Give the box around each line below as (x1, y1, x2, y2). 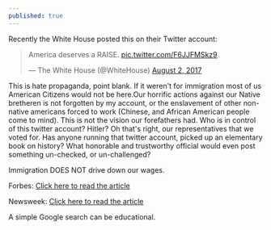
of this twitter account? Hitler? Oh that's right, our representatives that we (8, 123, 254, 133)
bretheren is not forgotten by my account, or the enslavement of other (8, 98, 242, 107)
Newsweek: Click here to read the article (8, 196, 144, 206)
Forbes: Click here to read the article (8, 181, 131, 190)
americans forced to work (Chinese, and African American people (30, 107, 250, 116)
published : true (8, 11, 63, 20)
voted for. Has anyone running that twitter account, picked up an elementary (8, 132, 263, 142)
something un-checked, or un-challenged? (8, 149, 151, 159)
